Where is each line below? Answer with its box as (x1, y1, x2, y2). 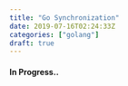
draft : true (9, 38, 54, 48)
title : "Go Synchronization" (9, 13, 120, 23)
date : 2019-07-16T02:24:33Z (9, 22, 116, 31)
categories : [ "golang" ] (9, 30, 100, 39)
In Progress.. (9, 66, 59, 77)
